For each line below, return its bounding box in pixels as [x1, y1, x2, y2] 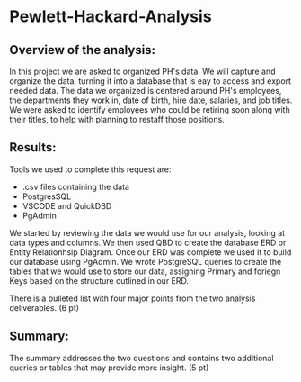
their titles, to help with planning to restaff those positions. [9, 114, 225, 124]
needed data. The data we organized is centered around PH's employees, [9, 86, 282, 95]
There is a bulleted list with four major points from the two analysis [9, 293, 256, 304]
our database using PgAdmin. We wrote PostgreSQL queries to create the [9, 256, 282, 267]
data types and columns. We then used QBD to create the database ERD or [9, 237, 287, 248]
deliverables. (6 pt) [9, 302, 79, 313]
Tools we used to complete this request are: [9, 164, 172, 175]
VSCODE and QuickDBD [22, 200, 112, 211]
